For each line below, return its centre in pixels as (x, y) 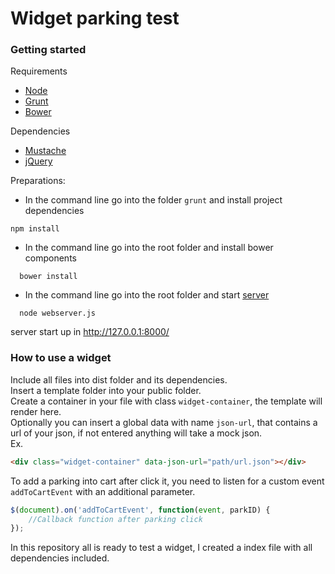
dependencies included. (60, 558)
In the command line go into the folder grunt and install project (153, 200)
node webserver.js (58, 313)
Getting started (48, 50)
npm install (35, 229)
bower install (48, 277)
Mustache (45, 151)
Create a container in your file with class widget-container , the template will (166, 401)
